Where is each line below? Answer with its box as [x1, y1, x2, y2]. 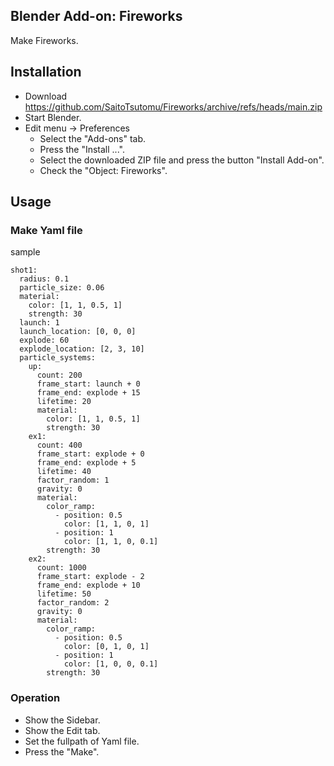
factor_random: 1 [36, 475, 110, 486]
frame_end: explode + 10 [36, 580, 141, 591]
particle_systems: [19, 353, 97, 363]
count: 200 [36, 370, 83, 381]
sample [10, 246, 41, 258]
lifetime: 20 [36, 397, 92, 407]
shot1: [10, 265, 38, 276]
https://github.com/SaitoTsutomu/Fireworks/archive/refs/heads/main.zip [24, 100, 323, 113]
